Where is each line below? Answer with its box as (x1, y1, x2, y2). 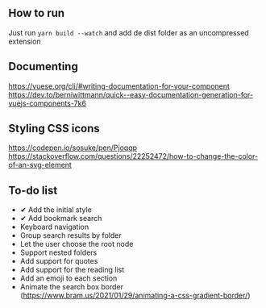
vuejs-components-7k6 (8, 98, 87, 108)
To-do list (8, 183, 58, 197)
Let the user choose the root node (19, 239, 134, 249)
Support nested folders (19, 248, 98, 257)
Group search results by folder (19, 231, 123, 240)
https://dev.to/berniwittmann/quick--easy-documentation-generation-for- (8, 89, 254, 99)
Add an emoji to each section (19, 273, 118, 283)
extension (8, 36, 42, 46)
